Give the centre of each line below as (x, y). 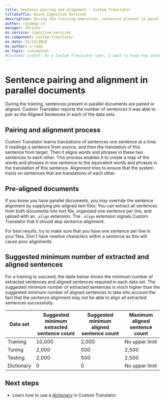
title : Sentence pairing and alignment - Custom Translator (68, 10)
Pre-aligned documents (42, 188)
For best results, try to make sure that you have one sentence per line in (78, 231)
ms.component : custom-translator (39, 37)
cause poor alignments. (29, 241)
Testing (16, 358)
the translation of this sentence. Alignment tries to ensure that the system (79, 168)
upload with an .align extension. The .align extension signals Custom (77, 216)
